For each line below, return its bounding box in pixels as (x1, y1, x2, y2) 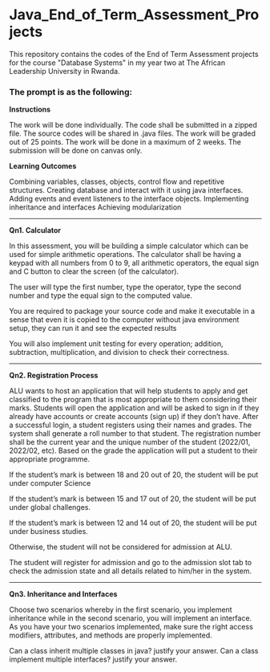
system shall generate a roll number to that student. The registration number (9, 429, 261, 438)
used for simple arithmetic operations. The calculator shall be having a (9, 250, 242, 259)
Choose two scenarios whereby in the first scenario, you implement (9, 605, 232, 615)
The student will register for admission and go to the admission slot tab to (9, 558, 252, 568)
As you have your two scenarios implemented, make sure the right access (9, 622, 253, 632)
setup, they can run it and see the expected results (9, 324, 177, 333)
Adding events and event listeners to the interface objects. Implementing (9, 194, 249, 204)
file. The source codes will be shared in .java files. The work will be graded (9, 128, 256, 138)
